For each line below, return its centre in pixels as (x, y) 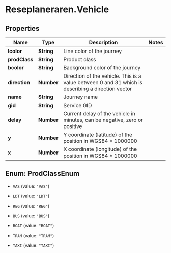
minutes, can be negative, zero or (103, 120)
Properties (22, 28)
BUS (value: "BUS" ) (31, 216)
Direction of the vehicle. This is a (102, 76)
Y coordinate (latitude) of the (98, 135)
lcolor (15, 51)
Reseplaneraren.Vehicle (57, 9)
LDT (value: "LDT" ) (31, 196)
